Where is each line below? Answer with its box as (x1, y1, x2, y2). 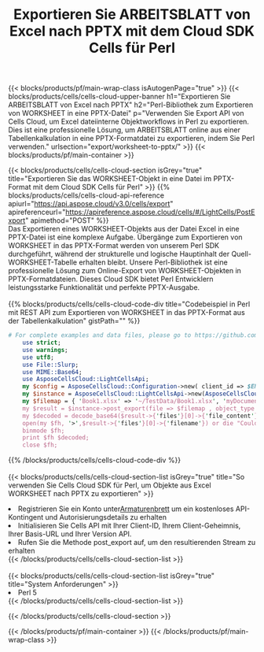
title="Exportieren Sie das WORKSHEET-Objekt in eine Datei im (8, 174, 212, 183)
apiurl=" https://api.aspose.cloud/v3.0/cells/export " (8, 199, 174, 209)
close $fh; (22, 441, 58, 450)
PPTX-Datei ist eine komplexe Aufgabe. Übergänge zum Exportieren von (8, 232, 243, 242)
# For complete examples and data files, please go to (8, 332, 192, 339)
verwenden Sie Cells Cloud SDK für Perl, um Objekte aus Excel (8, 480, 211, 490)
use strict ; (22, 339, 61, 347)
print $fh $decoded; (22, 434, 90, 442)
